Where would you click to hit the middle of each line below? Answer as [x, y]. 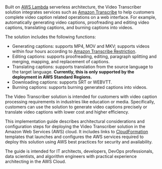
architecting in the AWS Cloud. [36, 162]
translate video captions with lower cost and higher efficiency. [67, 112]
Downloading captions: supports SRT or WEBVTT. [62, 82]
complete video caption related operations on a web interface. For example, [81, 17]
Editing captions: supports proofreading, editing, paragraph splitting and [84, 56]
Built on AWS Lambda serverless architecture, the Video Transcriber [73, 7]
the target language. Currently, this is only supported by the [73, 72]
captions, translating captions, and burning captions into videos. [69, 28]
